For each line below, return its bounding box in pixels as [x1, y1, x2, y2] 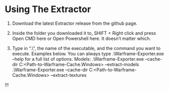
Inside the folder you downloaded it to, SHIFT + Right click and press [12, 30, 156, 36]
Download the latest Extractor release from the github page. [12, 20, 138, 26]
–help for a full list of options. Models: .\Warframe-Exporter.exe [12, 56, 144, 62]
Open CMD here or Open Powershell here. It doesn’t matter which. [12, 35, 151, 41]
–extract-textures [50, 72, 87, 78]
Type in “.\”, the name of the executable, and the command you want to [12, 45, 161, 51]
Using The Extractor [5, 4, 91, 15]
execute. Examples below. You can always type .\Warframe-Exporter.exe [12, 51, 164, 57]
